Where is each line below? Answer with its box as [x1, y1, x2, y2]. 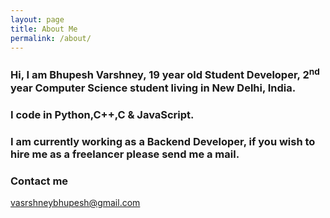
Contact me [10, 174, 69, 188]
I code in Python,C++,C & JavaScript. [10, 107, 195, 121]
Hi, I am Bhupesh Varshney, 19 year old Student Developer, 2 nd [10, 66, 320, 82]
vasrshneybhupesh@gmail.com [10, 196, 141, 208]
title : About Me [10, 24, 78, 34]
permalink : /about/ [10, 33, 92, 43]
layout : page [10, 14, 65, 25]
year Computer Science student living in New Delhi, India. [10, 81, 297, 95]
